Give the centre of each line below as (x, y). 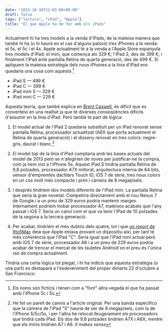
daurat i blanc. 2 (39, 143)
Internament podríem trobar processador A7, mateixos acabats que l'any (87, 206)
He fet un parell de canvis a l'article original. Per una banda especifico (85, 303)
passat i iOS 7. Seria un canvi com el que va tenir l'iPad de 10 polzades (85, 211)
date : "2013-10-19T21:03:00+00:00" (42, 10)
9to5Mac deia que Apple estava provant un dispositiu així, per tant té (83, 232)
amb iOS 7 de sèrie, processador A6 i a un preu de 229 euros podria (83, 242)
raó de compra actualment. (40, 253)
